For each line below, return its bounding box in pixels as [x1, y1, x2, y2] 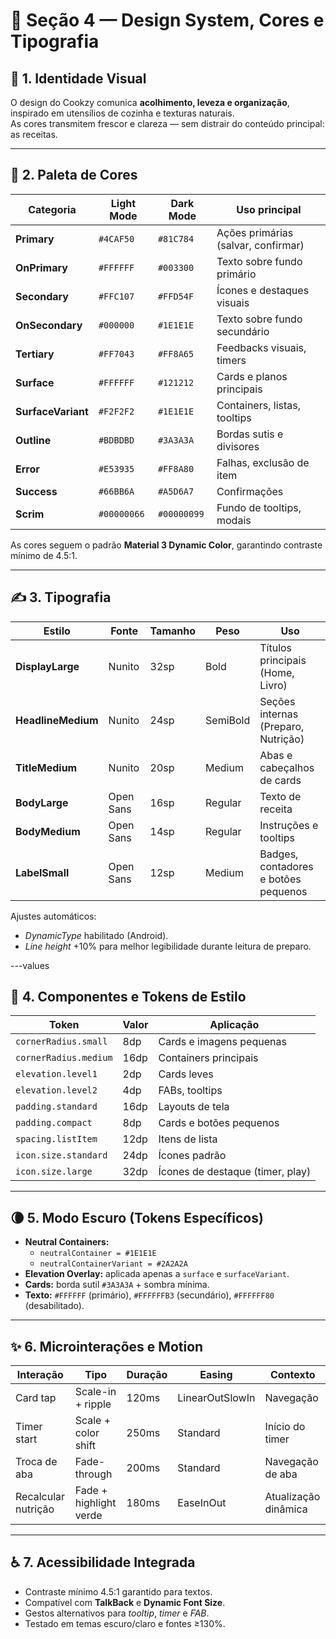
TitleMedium [15, 760, 78, 774]
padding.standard [15, 1101, 98, 1113]
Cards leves [158, 1067, 214, 1081]
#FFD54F [157, 290, 195, 302]
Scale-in [74, 1385, 117, 1399]
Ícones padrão [158, 1149, 227, 1163]
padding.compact [15, 1117, 93, 1129]
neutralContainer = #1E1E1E [39, 1249, 157, 1259]
